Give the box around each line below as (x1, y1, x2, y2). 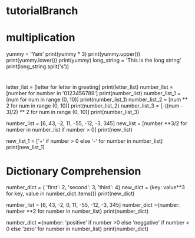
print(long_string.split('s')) (6, 63, 70, 70)
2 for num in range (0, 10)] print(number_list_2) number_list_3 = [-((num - (6, 102, 184, 109)
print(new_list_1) (6, 144, 45, 151)
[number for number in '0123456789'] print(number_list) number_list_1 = (6, 90, 181, 97)
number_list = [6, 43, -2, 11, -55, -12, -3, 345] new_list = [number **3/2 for (6, 120, 187, 127)
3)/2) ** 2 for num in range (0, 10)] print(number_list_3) (6, 109, 140, 116)
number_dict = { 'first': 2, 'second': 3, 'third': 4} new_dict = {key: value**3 (6, 184, 186, 191)
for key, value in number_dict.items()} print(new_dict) (6, 190, 135, 197)
